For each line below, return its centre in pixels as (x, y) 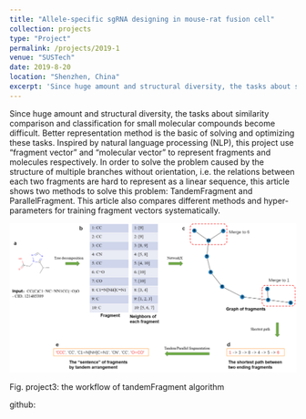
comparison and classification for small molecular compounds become (143, 123)
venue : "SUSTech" (42, 58)
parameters (31, 210)
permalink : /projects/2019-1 (65, 48)
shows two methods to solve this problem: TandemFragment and (131, 190)
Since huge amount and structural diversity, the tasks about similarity (139, 113)
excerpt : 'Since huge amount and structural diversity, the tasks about (150, 87)
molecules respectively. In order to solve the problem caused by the (137, 162)
